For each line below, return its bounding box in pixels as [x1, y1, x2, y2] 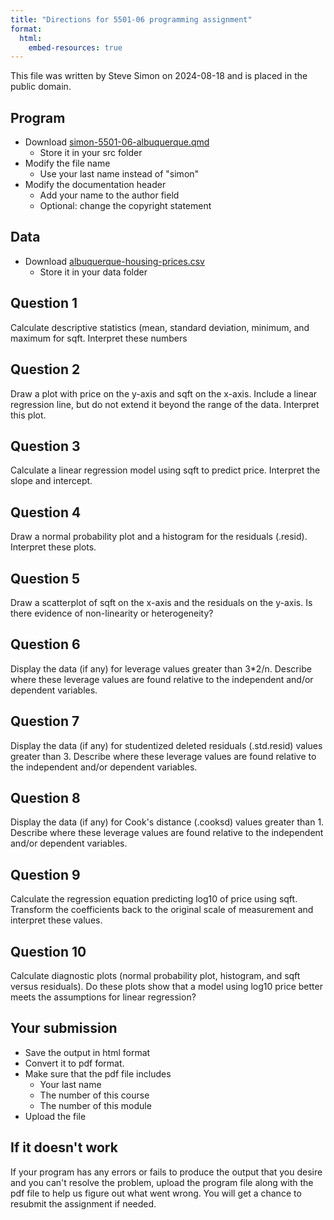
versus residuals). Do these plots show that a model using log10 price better [10, 981, 323, 992]
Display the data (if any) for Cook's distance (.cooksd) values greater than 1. [10, 816, 325, 828]
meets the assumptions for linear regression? [10, 991, 197, 1003]
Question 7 [10, 713, 80, 730]
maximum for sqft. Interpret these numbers [10, 332, 188, 344]
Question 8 [10, 789, 81, 806]
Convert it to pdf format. [24, 1057, 125, 1069]
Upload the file [24, 1110, 87, 1122]
